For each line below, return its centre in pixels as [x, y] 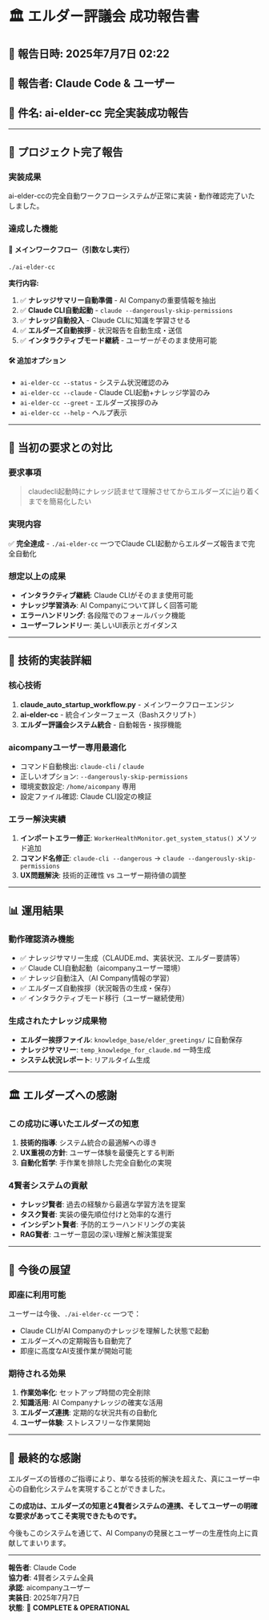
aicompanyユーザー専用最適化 [67, 747]
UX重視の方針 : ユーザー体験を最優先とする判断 [97, 1152]
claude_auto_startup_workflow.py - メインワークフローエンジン [127, 704]
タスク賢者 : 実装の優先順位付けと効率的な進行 [96, 1215]
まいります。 [49, 1543]
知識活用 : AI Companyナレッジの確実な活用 [91, 1402]
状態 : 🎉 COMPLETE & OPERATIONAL [69, 1608]
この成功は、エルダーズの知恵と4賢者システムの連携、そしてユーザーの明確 [133, 1506]
